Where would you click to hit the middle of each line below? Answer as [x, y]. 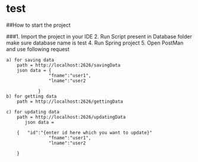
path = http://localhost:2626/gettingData [70, 101]
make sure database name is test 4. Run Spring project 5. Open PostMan [95, 43]
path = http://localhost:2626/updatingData [71, 117]
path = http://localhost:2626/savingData [68, 65]
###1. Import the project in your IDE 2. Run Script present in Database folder [99, 36]
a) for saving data [30, 60]
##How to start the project [39, 25]
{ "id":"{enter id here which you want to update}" [84, 132]
